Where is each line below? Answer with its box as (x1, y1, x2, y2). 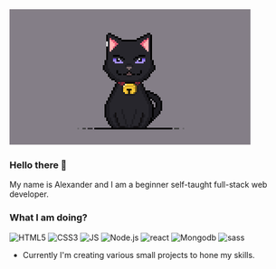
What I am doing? (9, 211, 88, 224)
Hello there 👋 (9, 158, 68, 171)
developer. (9, 189, 50, 199)
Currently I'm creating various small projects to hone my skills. (22, 249, 255, 260)
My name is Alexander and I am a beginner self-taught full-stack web (9, 180, 268, 190)
